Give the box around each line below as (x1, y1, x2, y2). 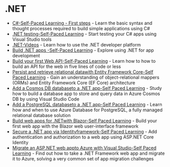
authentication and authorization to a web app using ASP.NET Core (12, 134, 154, 140)
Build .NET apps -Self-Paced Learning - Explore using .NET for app (12, 47, 154, 53)
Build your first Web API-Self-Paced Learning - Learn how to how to (12, 58, 156, 64)
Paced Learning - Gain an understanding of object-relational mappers (12, 74, 160, 80)
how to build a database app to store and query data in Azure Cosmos (12, 90, 160, 97)
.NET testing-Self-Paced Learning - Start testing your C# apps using (12, 31, 157, 37)
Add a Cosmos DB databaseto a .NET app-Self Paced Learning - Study (12, 85, 162, 91)
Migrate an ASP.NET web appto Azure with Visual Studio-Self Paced (12, 145, 157, 151)
